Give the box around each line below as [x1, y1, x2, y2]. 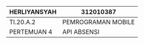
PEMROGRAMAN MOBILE [62, 18, 136, 26]
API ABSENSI [62, 28, 99, 36]
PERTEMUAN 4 [9, 28, 52, 36]
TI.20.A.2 [9, 18, 36, 26]
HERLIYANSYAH [9, 8, 57, 16]
